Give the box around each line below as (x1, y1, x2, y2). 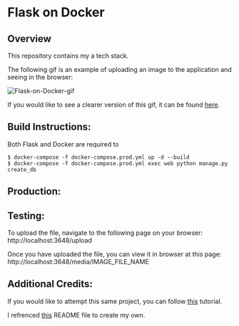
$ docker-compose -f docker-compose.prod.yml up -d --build (7, 154, 190, 161)
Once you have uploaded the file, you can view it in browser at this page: (7, 250, 222, 258)
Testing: (7, 209, 45, 221)
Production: (7, 186, 61, 198)
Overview (7, 33, 52, 45)
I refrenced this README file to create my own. (7, 310, 146, 319)
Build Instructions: (7, 121, 91, 133)
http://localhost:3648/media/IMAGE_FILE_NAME (7, 258, 150, 266)
